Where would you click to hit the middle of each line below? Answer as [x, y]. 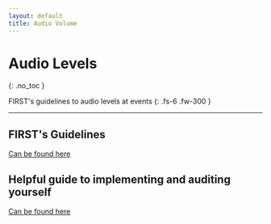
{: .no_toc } [27, 86]
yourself [30, 192]
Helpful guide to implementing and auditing [120, 179]
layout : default [35, 16]
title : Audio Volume [43, 23]
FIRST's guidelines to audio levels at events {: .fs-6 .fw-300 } [110, 101]
